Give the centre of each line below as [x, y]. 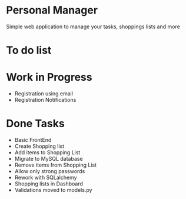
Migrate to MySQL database [49, 159]
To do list [29, 50]
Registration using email [44, 94]
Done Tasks [35, 124]
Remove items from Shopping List [56, 165]
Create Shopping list [39, 146]
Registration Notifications [45, 100]
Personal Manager [52, 10]
